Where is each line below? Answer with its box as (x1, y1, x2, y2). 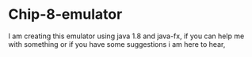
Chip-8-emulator (8, 5, 123, 23)
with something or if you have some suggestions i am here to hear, (8, 39, 226, 48)
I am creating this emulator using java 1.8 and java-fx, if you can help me (8, 31, 245, 41)
